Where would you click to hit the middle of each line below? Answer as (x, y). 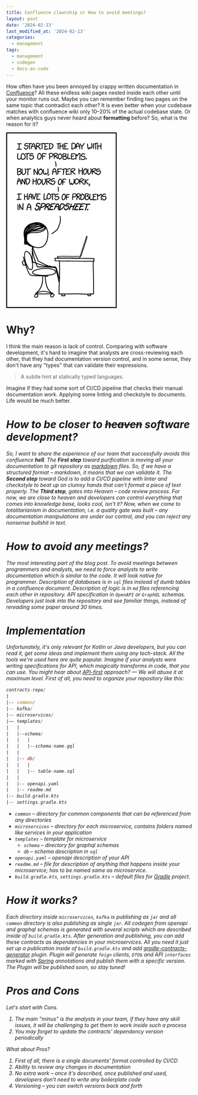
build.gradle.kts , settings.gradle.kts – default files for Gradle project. (102, 877)
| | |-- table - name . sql (41, 771)
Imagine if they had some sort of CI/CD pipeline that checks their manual (94, 388)
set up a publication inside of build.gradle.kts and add (74, 948)
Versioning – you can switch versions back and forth (79, 1086)
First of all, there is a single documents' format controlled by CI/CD (96, 1060)
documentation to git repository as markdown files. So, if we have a (89, 466)
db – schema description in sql (61, 851)
